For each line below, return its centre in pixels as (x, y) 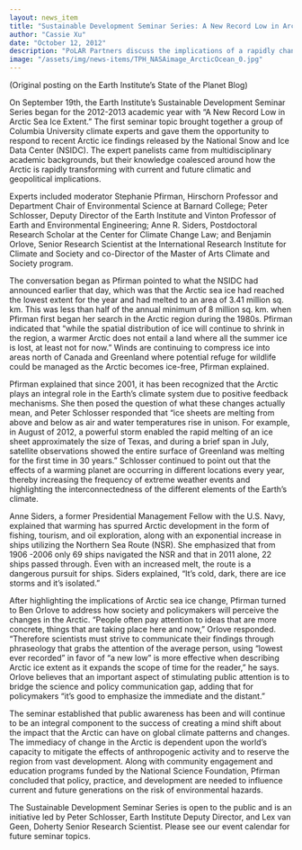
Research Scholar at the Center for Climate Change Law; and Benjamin (140, 234)
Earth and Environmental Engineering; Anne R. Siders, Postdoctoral (133, 225)
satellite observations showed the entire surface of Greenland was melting (147, 451)
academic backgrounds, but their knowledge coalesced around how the (142, 160)
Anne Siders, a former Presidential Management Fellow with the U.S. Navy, (147, 516)
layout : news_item (44, 18)
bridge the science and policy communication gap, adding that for (132, 686)
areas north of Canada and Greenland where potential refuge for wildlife (143, 357)
